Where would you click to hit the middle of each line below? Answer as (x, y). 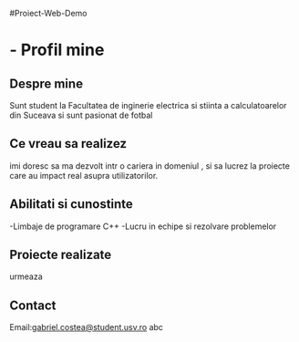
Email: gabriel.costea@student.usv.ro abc (87, 327)
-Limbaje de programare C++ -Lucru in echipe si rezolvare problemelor (143, 226)
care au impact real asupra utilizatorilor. (84, 175)
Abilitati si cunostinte (72, 204)
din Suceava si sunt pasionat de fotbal (81, 115)
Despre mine (46, 83)
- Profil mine (57, 50)
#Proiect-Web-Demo (49, 13)
